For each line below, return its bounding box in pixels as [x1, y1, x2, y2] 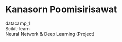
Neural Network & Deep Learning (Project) [5, 31, 95, 37]
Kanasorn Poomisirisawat [5, 4, 117, 15]
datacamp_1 [5, 20, 30, 26]
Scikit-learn [5, 25, 30, 31]
